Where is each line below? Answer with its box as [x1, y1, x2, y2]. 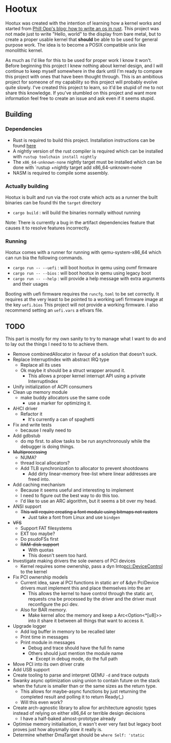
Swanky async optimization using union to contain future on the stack [12, 677, 160, 684]
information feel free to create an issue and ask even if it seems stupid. [5, 95, 155, 101]
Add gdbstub [12, 433, 41, 439]
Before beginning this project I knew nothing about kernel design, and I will [5, 62, 163, 69]
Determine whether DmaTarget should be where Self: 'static [12, 732, 145, 738]
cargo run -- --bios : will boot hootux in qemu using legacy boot [12, 270, 151, 277]
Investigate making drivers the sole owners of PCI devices [12, 558, 136, 564]
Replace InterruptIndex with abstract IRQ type [12, 356, 110, 363]
